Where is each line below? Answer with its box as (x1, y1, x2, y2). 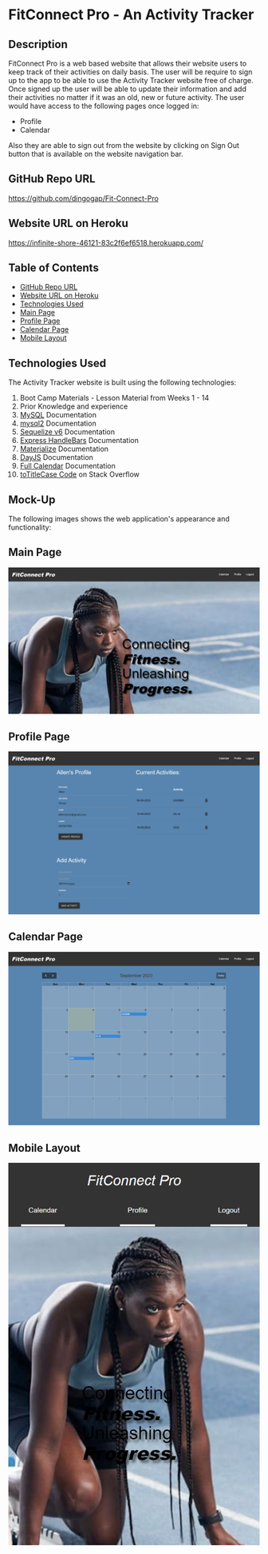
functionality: (8, 522, 52, 533)
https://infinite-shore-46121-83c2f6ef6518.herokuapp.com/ (8, 238, 203, 247)
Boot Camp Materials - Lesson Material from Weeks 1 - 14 (19, 393, 210, 403)
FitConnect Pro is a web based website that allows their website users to (8, 58, 247, 68)
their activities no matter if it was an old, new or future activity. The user (8, 93, 245, 102)
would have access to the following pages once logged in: (8, 102, 199, 110)
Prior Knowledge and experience (19, 401, 128, 411)
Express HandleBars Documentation (19, 436, 140, 445)
